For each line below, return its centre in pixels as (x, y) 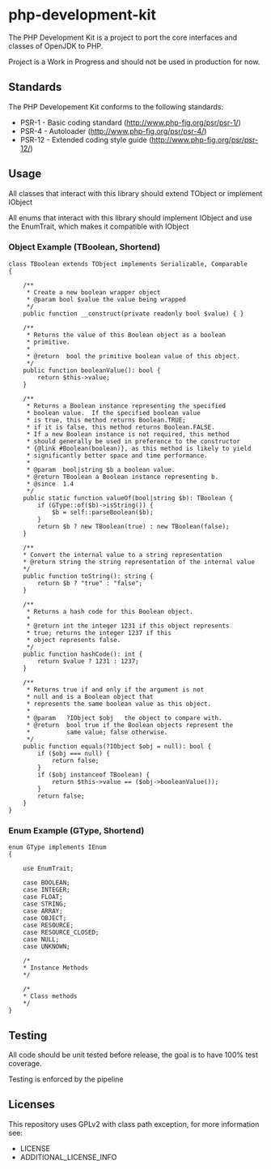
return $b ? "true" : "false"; (90, 583)
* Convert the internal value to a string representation (123, 555)
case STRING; (45, 904)
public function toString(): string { (88, 576)
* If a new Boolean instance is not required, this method (128, 434)
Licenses (32, 1105)
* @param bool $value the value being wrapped (106, 299)
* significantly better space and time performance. (117, 456)
